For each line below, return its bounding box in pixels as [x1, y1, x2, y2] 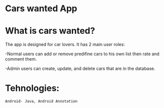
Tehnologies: [5, 83, 60, 94]
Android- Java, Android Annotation [5, 99, 78, 104]
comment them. [5, 56, 37, 62]
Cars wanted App [5, 3, 77, 14]
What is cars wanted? [5, 25, 95, 37]
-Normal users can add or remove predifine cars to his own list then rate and [5, 51, 160, 57]
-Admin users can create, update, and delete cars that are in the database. [5, 65, 156, 71]
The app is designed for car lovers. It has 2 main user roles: [5, 42, 125, 47]
